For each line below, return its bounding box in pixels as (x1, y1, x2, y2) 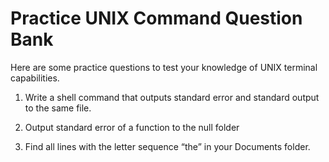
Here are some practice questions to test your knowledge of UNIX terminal (10, 61, 318, 73)
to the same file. (24, 102, 92, 114)
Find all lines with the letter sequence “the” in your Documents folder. (24, 140, 311, 152)
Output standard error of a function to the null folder (24, 121, 240, 133)
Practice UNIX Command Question (10, 7, 303, 30)
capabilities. (10, 72, 60, 84)
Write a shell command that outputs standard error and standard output (24, 91, 320, 103)
